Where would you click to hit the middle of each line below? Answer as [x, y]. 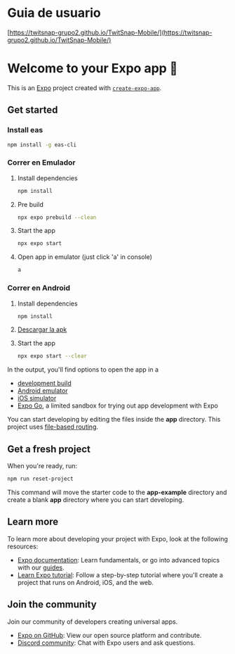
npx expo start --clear [52, 356]
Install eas [25, 130]
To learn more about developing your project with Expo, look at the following [117, 539]
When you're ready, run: [42, 466]
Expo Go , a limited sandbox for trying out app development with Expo [118, 405]
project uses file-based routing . [53, 427]
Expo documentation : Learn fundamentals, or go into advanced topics [118, 560]
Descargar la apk [42, 329]
